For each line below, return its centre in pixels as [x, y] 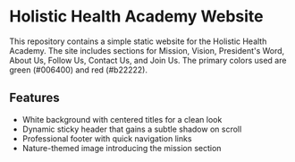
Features [34, 98]
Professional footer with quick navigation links [107, 138]
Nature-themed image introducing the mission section [122, 148]
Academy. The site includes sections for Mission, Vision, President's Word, [147, 50]
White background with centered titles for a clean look [122, 119]
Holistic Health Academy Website [136, 17]
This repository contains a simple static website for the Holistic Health [138, 41]
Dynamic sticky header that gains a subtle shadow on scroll [132, 129]
